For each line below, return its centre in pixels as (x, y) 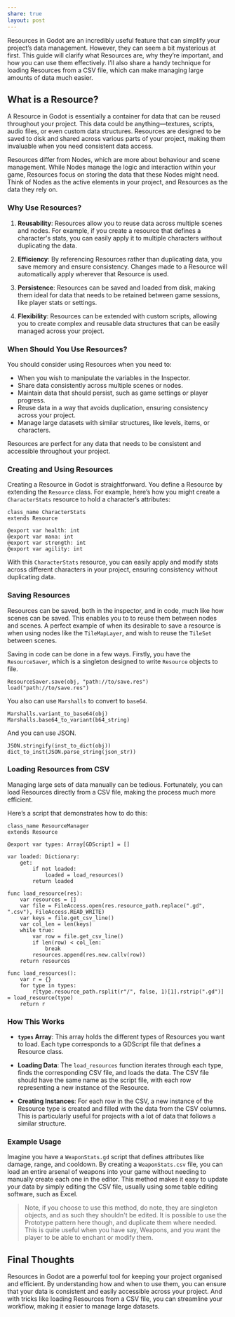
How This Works (36, 1021)
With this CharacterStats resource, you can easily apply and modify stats (113, 562)
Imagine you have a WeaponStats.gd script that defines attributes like (106, 1157)
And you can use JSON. (42, 733)
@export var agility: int (45, 549)
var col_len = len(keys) (56, 924)
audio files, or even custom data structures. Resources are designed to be (114, 131)
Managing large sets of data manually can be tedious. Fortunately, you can (115, 784)
